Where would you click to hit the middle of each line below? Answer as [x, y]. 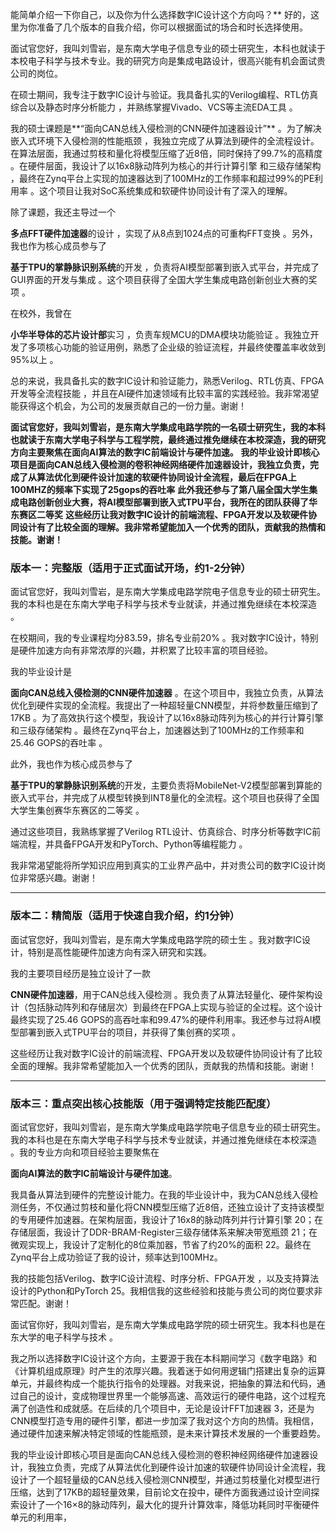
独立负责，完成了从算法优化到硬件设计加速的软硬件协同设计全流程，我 [181, 1467]
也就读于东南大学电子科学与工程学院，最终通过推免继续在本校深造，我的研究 [168, 439]
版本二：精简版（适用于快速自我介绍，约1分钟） [125, 916]
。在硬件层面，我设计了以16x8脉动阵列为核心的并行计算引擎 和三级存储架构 [166, 166]
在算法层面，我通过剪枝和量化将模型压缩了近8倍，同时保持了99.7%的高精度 [166, 153]
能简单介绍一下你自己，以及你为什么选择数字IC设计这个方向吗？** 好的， [160, 14]
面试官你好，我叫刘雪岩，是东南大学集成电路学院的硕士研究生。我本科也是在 [168, 1324]
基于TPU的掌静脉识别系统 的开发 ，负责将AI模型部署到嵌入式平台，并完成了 [165, 267]
